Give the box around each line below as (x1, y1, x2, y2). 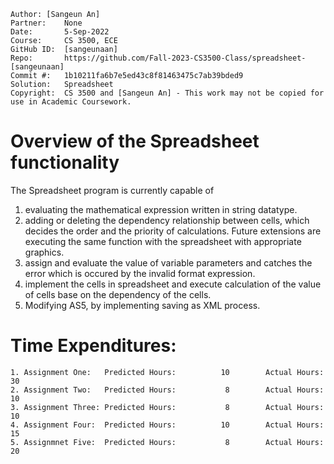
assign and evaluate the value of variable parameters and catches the (24, 256, 313, 269)
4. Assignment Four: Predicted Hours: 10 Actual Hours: (10, 420, 325, 430)
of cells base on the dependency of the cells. (24, 288, 212, 300)
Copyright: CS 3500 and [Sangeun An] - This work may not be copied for (10, 88, 325, 98)
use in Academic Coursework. (10, 97, 132, 107)
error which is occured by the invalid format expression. (24, 267, 256, 279)
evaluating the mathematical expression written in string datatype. (24, 203, 298, 215)
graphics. (24, 246, 65, 258)
